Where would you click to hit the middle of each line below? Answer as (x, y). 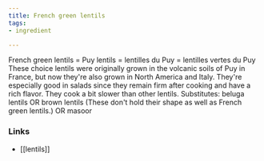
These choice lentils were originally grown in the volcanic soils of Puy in (127, 69)
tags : (17, 23)
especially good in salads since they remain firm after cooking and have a (130, 85)
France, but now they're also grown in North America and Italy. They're (125, 77)
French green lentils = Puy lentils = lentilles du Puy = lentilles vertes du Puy (132, 60)
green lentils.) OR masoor (50, 111)
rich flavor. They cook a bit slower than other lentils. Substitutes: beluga (126, 94)
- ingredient (30, 30)
